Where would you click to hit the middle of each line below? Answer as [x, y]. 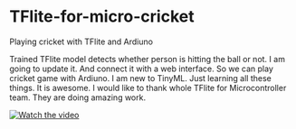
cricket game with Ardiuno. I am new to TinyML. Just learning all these [140, 78]
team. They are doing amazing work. [78, 97]
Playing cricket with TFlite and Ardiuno [81, 41]
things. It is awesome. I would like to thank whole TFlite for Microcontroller [148, 88]
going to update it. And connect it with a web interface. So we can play [142, 69]
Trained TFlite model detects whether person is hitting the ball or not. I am [147, 59]
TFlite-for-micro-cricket [102, 17]
